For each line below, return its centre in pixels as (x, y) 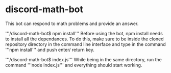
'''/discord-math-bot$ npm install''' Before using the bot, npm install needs (84, 33)
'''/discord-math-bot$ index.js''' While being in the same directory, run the (83, 59)
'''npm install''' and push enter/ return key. (50, 50)
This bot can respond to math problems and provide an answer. (72, 23)
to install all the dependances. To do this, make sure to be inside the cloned (85, 39)
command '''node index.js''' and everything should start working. (74, 65)
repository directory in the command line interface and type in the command (86, 44)
